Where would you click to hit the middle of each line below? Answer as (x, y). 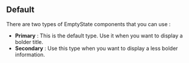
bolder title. (29, 42)
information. (30, 54)
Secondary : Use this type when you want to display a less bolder (96, 48)
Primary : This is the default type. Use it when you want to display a (99, 36)
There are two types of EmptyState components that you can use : (88, 24)
